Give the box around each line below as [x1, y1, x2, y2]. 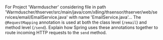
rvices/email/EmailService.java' [5, 14, 68, 20]
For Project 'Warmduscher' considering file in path [5, 4, 106, 10]
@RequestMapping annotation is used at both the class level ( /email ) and [5, 19, 147, 25]
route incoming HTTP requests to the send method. [5, 30, 107, 35]
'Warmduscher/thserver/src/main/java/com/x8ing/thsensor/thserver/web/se [5, 9, 158, 15]
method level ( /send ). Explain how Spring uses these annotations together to [5, 25, 158, 30]
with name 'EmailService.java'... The [69, 14, 141, 20]
